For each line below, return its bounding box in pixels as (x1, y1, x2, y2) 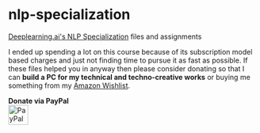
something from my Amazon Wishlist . (8, 81, 131, 90)
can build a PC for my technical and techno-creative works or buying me (8, 72, 251, 82)
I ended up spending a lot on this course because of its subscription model (8, 47, 253, 56)
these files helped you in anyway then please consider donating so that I (8, 63, 245, 73)
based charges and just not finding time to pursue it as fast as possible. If (8, 55, 248, 65)
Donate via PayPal (8, 96, 69, 105)
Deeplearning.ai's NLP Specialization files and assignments (8, 32, 202, 41)
